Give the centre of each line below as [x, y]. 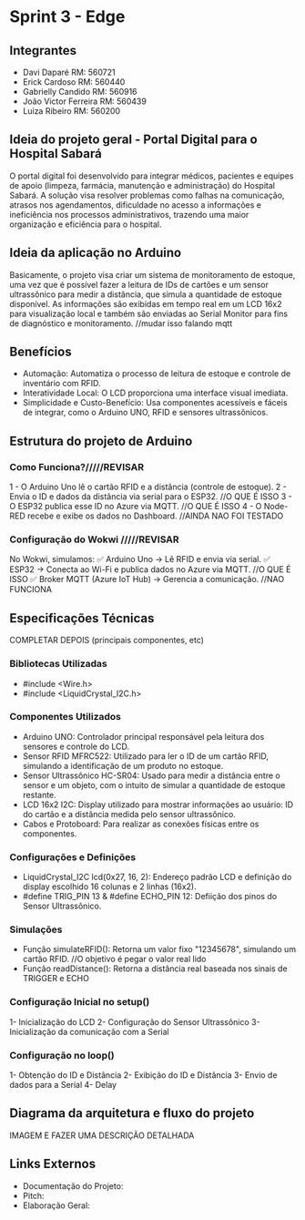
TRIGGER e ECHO [56, 979]
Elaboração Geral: [56, 1205]
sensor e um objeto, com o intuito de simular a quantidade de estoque [154, 784]
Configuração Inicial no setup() [80, 1002]
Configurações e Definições [73, 856]
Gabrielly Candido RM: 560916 [80, 92]
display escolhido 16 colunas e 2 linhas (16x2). [110, 887]
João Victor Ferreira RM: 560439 [85, 101]
